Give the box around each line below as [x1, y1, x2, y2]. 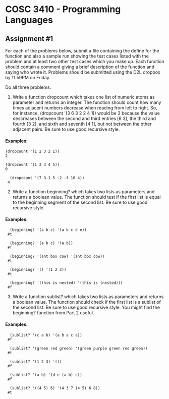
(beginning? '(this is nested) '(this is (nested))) [10, 280, 123, 286]
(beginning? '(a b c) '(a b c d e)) [10, 227, 87, 233]
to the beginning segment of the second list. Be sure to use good [12, 199, 148, 205]
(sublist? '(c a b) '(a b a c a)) [10, 332, 82, 337]
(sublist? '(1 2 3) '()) [10, 359, 62, 364]
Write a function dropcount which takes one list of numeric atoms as [12, 94, 155, 100]
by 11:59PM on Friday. [5, 75, 50, 80]
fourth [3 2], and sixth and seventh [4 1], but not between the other [12, 121, 152, 127]
